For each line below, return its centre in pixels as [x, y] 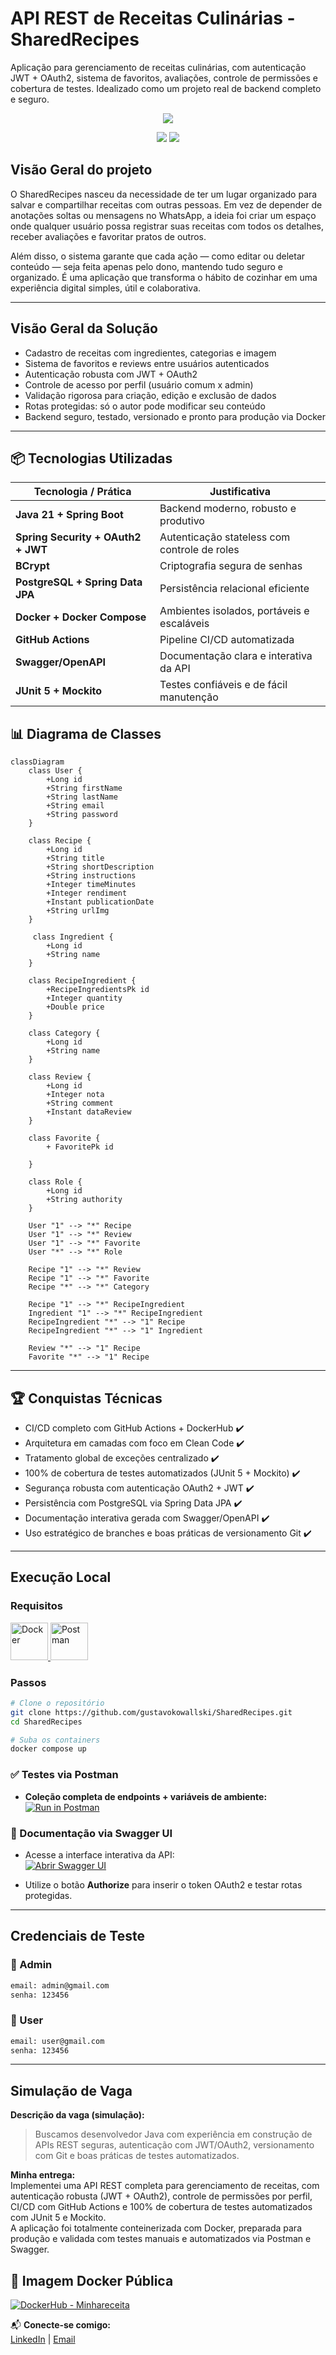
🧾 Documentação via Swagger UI [91, 1833]
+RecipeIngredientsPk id [98, 990]
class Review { [60, 1077]
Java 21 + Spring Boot [69, 515]
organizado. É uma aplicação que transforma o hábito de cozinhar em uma [164, 277]
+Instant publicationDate [100, 902]
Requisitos [36, 1606]
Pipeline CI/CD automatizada [227, 640]
